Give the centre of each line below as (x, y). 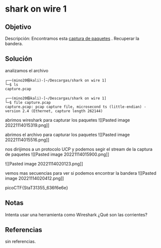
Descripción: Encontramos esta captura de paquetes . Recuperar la (72, 38)
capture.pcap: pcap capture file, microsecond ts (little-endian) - (76, 107)
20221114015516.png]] (27, 140)
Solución (19, 59)
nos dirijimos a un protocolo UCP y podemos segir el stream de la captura (79, 149)
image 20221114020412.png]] (34, 178)
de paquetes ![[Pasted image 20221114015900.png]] (57, 154)
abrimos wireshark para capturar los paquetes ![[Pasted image (67, 120)
